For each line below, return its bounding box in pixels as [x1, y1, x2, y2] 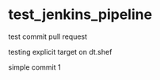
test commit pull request [8, 32, 88, 41]
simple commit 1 [8, 62, 61, 72]
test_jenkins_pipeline [8, 6, 153, 24]
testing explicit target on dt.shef [8, 47, 112, 56]
